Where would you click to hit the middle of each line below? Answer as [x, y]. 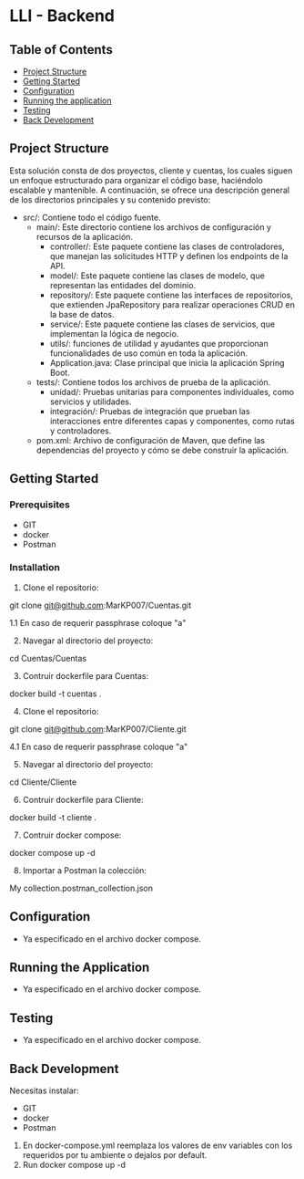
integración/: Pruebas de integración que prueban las [150, 411]
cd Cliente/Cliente [43, 782]
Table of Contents [61, 50]
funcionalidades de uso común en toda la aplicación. [149, 353]
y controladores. [81, 431]
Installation [35, 568]
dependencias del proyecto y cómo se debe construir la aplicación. [162, 450]
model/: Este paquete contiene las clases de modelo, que [157, 276]
